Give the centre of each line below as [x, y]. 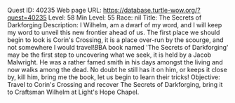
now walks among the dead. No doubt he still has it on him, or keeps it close [117, 70]
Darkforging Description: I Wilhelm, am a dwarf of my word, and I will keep [115, 25]
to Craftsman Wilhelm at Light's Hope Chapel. [73, 92]
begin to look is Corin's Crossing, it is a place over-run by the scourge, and [115, 40]
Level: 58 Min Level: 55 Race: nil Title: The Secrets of [125, 18]
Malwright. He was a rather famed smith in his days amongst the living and [115, 62]
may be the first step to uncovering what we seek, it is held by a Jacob [109, 55]
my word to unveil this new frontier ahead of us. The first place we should [114, 32]
